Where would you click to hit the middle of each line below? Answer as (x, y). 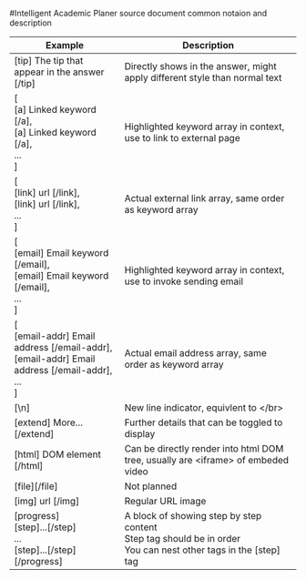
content (141, 527)
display (140, 434)
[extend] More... (49, 422)
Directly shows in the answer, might (201, 66)
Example (65, 45)
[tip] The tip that (49, 61)
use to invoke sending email (184, 281)
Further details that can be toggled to (204, 422)
